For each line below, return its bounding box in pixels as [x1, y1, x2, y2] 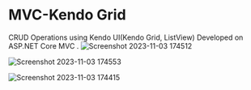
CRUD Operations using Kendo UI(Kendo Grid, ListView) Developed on [8, 32, 244, 42]
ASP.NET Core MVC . [8, 41, 79, 50]
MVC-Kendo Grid [8, 6, 127, 24]
